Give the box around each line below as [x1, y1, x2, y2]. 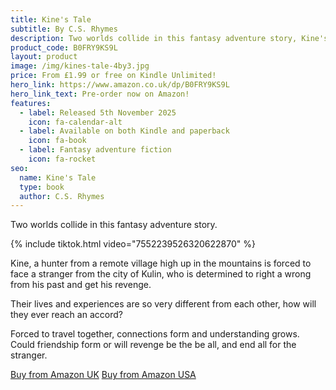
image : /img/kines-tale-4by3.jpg [10, 61, 150, 71]
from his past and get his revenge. [10, 279, 152, 291]
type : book [19, 182, 65, 192]
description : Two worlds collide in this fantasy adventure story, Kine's [10, 33, 329, 43]
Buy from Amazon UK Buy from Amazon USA [10, 369, 197, 381]
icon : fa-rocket [28, 154, 97, 164]
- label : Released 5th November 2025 [19, 107, 177, 118]
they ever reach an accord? [10, 309, 123, 321]
